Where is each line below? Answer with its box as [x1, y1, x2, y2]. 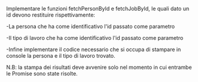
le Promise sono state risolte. [6, 70, 78, 77]
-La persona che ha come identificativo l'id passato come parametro [6, 23, 175, 30]
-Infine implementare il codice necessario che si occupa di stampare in [6, 46, 181, 53]
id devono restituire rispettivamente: [6, 11, 96, 18]
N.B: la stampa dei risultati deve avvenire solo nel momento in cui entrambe [6, 64, 193, 71]
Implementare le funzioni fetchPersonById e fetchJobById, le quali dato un [6, 5, 190, 12]
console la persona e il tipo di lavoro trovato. [6, 52, 115, 59]
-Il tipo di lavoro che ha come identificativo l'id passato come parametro [6, 34, 184, 41]
